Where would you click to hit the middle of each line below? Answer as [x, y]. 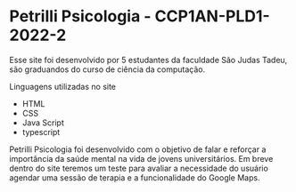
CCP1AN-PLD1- [212, 16]
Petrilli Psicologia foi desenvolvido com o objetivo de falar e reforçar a [138, 149]
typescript [41, 132]
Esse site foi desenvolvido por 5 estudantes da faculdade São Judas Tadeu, [148, 60]
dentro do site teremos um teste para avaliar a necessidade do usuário [139, 168]
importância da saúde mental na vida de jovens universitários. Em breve [141, 158]
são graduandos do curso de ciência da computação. [107, 69]
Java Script [43, 123]
